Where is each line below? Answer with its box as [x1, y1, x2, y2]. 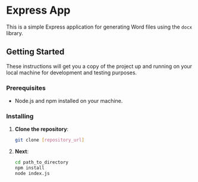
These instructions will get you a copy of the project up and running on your [6, 62, 192, 70]
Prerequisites [6, 84, 46, 92]
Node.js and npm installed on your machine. [14, 98, 123, 105]
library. [6, 29, 24, 36]
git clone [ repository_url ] [14, 137, 84, 143]
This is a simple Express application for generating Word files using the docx [6, 23, 192, 30]
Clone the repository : [14, 125, 69, 133]
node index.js [14, 170, 50, 176]
